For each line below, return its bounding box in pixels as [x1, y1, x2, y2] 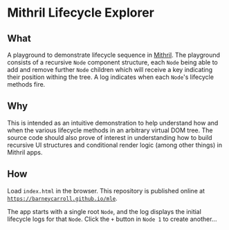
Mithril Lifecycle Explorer [7, 5, 154, 21]
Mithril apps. [7, 148, 43, 157]
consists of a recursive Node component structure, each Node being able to [7, 58, 218, 67]
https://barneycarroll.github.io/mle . [7, 194, 118, 202]
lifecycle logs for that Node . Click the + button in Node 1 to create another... [7, 215, 217, 223]
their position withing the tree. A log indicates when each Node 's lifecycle [7, 73, 214, 81]
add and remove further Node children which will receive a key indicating [7, 66, 213, 73]
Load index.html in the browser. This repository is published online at [7, 186, 205, 195]
